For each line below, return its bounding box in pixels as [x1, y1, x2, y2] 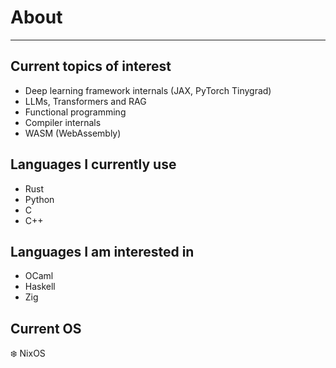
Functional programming [24, 106, 127, 118]
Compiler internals [24, 116, 102, 128]
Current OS [10, 320, 82, 337]
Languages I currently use [10, 156, 177, 173]
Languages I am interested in [10, 243, 195, 260]
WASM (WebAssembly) [24, 127, 122, 139]
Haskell [24, 281, 56, 293]
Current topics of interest [10, 58, 172, 75]
